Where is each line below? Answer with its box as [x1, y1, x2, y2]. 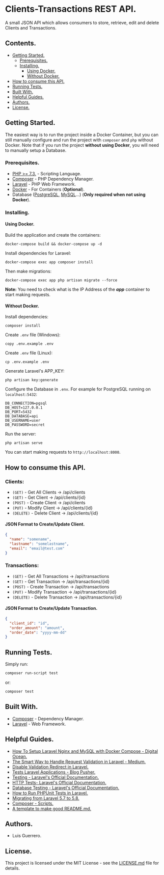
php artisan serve [5, 440, 43, 445]
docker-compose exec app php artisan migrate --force [5, 277, 118, 283]
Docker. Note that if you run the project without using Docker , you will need [5, 142, 159, 148]
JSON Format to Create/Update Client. [5, 521, 85, 527]
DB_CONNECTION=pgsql [5, 401, 48, 406]
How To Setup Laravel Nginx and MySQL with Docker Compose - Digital [12, 748, 158, 754]
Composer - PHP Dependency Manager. [12, 176, 94, 182]
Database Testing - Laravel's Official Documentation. [12, 785, 119, 791]
